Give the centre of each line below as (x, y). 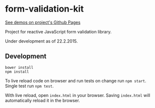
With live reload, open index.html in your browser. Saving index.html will (77, 95)
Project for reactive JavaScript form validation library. (58, 31)
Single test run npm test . (30, 86)
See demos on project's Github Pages (43, 22)
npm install (17, 72)
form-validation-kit (44, 9)
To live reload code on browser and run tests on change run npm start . (76, 80)
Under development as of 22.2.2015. (41, 41)
